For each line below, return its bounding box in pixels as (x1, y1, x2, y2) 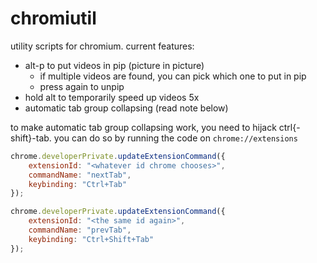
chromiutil (10, 7, 97, 30)
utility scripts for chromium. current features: (10, 40, 195, 52)
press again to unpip (39, 80, 125, 92)
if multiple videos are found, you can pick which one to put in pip (39, 70, 307, 82)
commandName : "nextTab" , (28, 170, 132, 180)
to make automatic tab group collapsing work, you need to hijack (10, 121, 277, 133)
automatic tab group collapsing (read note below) (24, 102, 229, 114)
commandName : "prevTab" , (28, 225, 132, 236)
